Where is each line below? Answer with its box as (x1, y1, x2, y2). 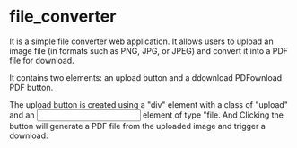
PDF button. (9, 82, 54, 92)
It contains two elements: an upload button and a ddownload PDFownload (9, 72, 283, 83)
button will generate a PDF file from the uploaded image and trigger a (9, 120, 266, 131)
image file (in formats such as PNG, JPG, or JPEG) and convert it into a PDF (9, 45, 289, 56)
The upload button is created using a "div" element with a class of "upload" (9, 99, 289, 109)
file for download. (9, 55, 74, 65)
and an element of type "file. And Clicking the (9, 109, 284, 120)
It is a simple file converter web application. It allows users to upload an (9, 36, 274, 47)
